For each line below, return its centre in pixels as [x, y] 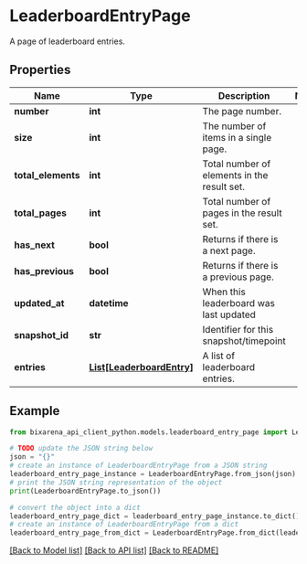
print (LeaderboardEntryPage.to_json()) [85, 491]
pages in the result [242, 213]
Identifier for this [238, 329]
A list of [219, 356]
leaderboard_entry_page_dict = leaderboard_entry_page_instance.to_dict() [155, 516]
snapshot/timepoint [244, 341]
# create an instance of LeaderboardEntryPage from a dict [124, 525]
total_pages [40, 213]
